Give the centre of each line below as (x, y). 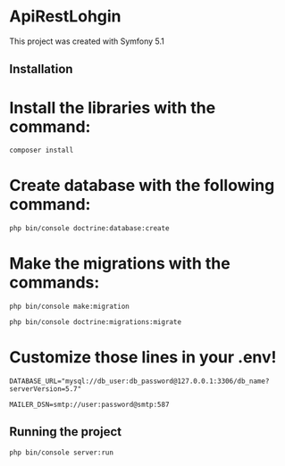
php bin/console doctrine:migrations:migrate (95, 322)
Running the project (66, 432)
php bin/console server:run (62, 453)
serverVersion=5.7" (46, 389)
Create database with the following (142, 186)
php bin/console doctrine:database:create (89, 229)
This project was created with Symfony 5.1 (87, 41)
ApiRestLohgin (66, 17)
